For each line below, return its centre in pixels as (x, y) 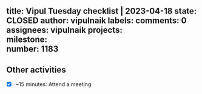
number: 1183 (32, 49)
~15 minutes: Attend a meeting (53, 84)
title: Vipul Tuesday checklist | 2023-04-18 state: (102, 11)
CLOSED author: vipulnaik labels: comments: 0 (96, 21)
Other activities (36, 69)
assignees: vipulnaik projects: (64, 30)
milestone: (27, 40)
